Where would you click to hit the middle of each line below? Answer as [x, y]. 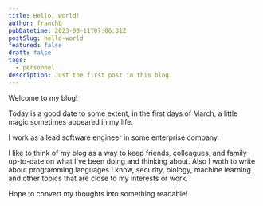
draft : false [30, 53]
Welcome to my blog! [43, 97]
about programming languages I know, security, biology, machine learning [130, 169]
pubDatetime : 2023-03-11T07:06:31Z [67, 30]
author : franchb [35, 23]
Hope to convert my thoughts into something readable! [98, 193]
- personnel [35, 68]
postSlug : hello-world [46, 38]
